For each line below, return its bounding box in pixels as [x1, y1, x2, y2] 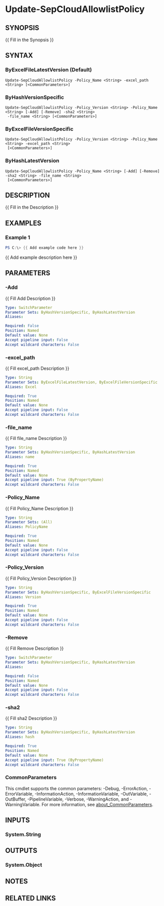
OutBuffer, [5, 796, 26, 802]
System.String [5, 831, 41, 838]
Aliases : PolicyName [5, 524, 48, 530]
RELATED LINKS [5, 894, 56, 902]
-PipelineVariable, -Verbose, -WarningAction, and [27, 796, 129, 802]
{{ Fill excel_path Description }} [5, 365, 69, 371]
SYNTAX [5, 51, 33, 60]
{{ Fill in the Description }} [5, 204, 59, 210]
